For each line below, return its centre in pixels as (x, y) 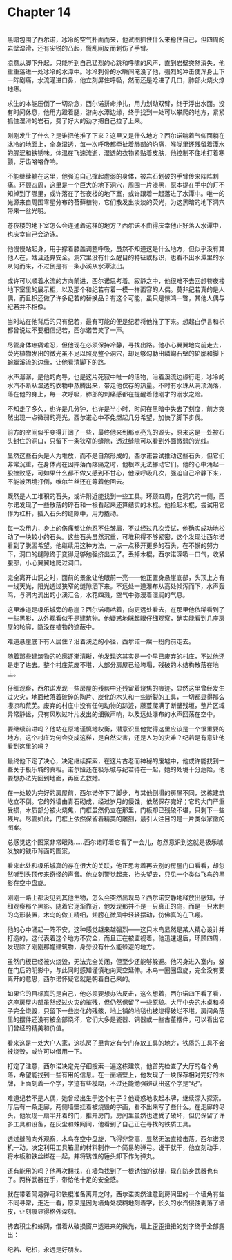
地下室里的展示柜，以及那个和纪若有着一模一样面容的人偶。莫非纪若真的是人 (116, 289)
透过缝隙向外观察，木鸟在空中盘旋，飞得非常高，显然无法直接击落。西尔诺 (113, 1138)
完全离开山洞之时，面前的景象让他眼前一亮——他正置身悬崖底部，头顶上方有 (116, 577)
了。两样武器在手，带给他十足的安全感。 (65, 1179)
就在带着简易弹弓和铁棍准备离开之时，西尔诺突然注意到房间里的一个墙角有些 (116, 1194)
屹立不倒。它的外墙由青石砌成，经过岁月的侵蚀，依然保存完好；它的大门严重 (116, 801)
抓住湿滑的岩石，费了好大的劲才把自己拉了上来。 (77, 120)
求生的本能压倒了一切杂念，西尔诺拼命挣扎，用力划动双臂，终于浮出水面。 (113, 103)
